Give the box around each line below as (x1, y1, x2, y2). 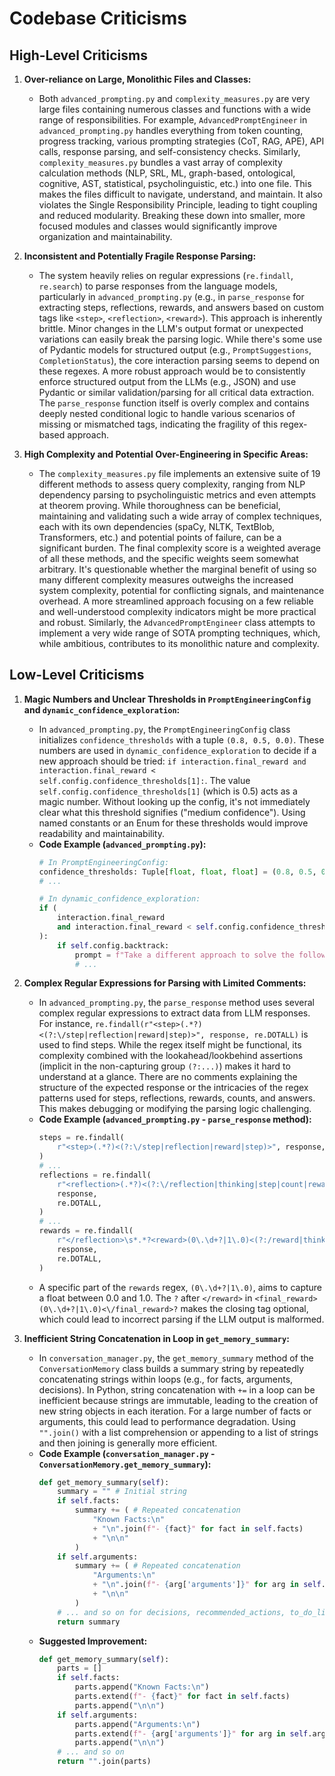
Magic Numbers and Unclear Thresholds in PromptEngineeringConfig (23, 693, 312, 705)
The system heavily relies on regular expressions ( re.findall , (38, 270, 294, 281)
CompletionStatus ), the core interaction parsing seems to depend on (38, 355, 321, 366)
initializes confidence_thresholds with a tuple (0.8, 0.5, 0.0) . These (38, 733, 325, 746)
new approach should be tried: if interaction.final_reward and (38, 755, 307, 767)
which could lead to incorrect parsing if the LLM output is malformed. (38, 1313, 325, 1325)
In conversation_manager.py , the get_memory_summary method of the (38, 1352, 314, 1364)
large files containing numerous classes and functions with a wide (38, 103, 311, 115)
